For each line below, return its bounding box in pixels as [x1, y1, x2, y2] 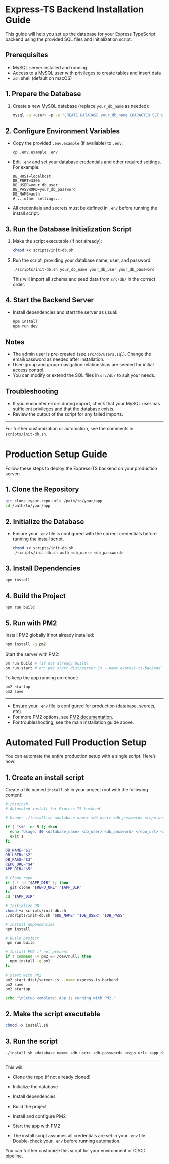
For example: [12, 164, 40, 170]
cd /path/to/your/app [5, 503, 51, 508]
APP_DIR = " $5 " [5, 866, 33, 871]
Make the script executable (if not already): [12, 238, 102, 244]
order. [12, 281, 25, 287]
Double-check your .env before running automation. [12, 1138, 121, 1144]
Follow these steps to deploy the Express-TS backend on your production [5, 465, 157, 471]
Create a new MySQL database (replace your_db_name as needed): [12, 103, 150, 109]
